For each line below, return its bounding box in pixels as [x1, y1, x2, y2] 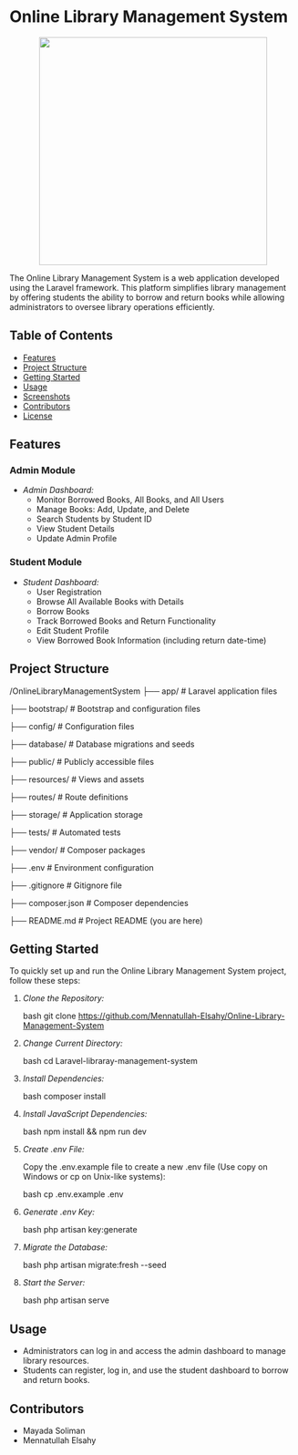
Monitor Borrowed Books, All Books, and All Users [36, 494, 225, 505]
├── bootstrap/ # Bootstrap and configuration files [9, 703, 200, 714]
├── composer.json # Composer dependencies [9, 897, 189, 908]
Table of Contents [9, 328, 114, 344]
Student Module [9, 556, 82, 569]
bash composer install [22, 1091, 107, 1102]
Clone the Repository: [22, 993, 105, 1004]
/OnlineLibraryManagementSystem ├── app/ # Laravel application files [9, 686, 278, 697]
